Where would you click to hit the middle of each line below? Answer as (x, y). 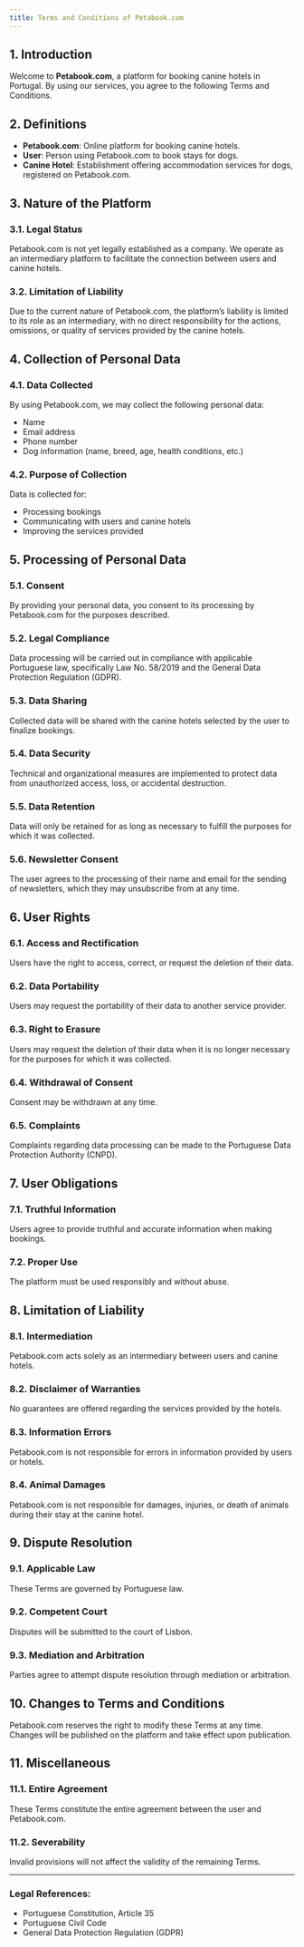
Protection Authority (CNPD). (63, 1155)
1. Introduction (51, 55)
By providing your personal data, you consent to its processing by (132, 605)
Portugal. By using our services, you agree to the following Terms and (139, 86)
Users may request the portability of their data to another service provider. (148, 1006)
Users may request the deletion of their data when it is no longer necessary (150, 1049)
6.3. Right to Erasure (55, 1030)
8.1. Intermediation (51, 1336)
